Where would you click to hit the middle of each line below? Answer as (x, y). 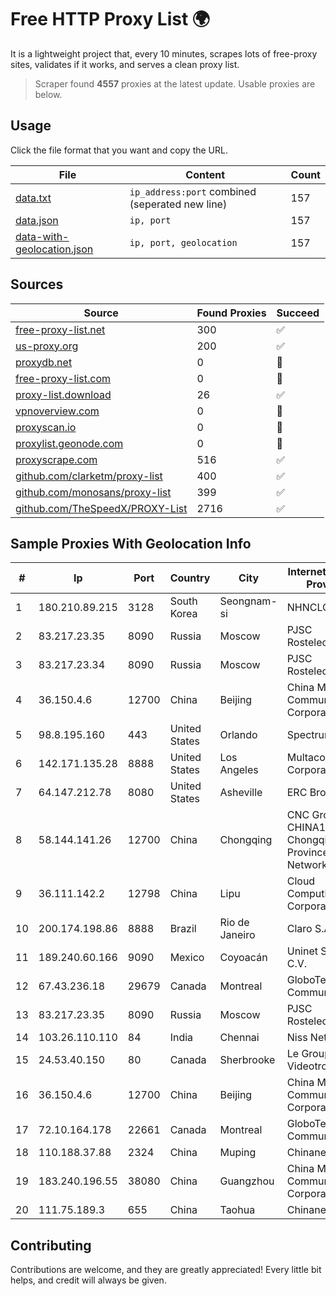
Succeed (298, 313)
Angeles (239, 770)
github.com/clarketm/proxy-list (89, 476)
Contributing (51, 1245)
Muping (238, 1153)
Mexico (187, 958)
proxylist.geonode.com (69, 443)
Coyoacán (243, 958)
